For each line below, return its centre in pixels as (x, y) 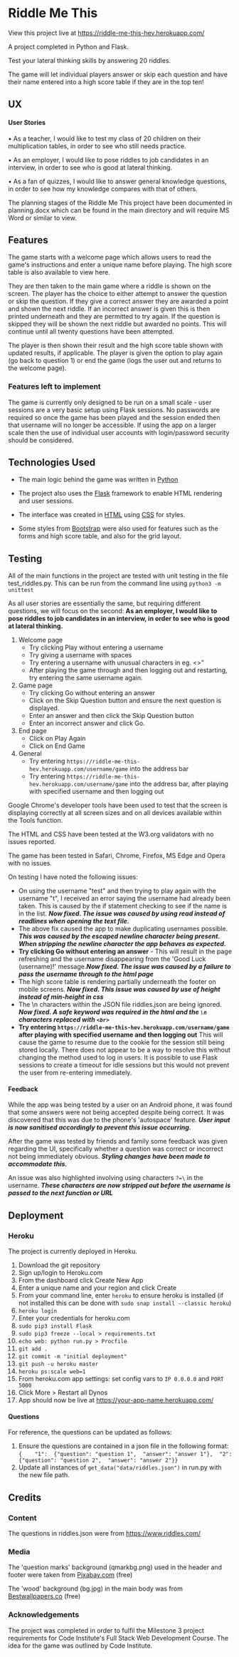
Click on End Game (57, 746)
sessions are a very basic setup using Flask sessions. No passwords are (114, 410)
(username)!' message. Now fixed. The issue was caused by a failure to (124, 967)
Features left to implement (55, 386)
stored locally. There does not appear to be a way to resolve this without (124, 1050)
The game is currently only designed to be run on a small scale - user (110, 402)
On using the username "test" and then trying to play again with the (117, 891)
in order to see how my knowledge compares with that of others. (103, 189)
